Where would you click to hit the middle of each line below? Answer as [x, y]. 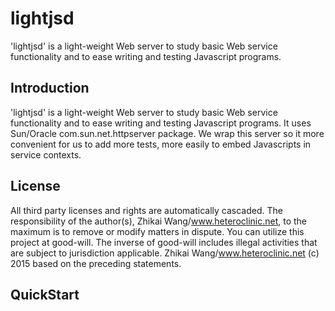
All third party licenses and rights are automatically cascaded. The [146, 210]
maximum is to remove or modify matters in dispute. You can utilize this [157, 231]
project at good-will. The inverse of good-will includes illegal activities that [164, 242]
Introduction [50, 88]
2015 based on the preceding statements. [96, 263]
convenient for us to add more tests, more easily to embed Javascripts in [161, 144]
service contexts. [46, 154]
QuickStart [45, 294]
